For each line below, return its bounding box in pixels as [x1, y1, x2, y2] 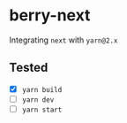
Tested [9, 60, 49, 75]
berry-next [9, 5, 91, 26]
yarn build [21, 85, 63, 94]
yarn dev [21, 95, 55, 104]
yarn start [21, 105, 63, 114]
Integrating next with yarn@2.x [9, 35, 118, 45]
